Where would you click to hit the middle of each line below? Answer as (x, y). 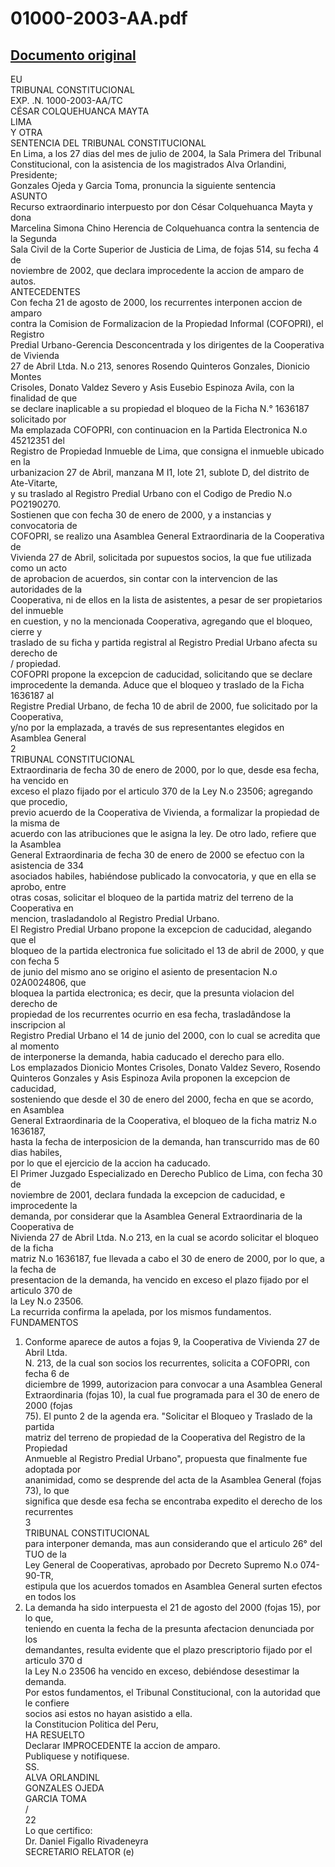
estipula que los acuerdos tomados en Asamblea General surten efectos (173, 1586)
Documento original (73, 55)
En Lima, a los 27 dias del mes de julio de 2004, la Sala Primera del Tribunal (166, 153)
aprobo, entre (38, 886)
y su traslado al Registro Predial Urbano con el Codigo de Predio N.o (151, 493)
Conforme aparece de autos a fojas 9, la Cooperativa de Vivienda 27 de (172, 1341)
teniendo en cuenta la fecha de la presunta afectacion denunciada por (169, 1628)
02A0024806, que (48, 982)
